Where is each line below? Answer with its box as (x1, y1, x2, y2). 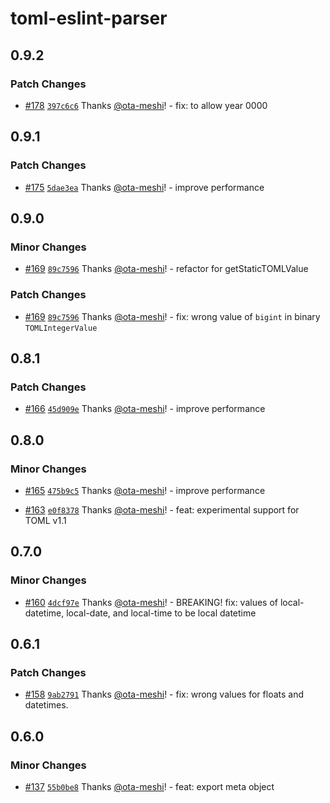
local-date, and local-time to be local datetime (66, 607, 257, 619)
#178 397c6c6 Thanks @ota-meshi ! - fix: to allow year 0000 (24, 99, 268, 111)
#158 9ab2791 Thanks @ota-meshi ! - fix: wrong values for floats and (24, 688, 305, 701)
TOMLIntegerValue (24, 323, 98, 333)
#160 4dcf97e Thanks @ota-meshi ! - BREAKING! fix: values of (24, 596, 278, 608)
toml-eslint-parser (10, 7, 168, 30)
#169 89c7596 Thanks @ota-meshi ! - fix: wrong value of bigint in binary (24, 310, 321, 322)
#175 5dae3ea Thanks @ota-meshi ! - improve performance (24, 181, 265, 193)
